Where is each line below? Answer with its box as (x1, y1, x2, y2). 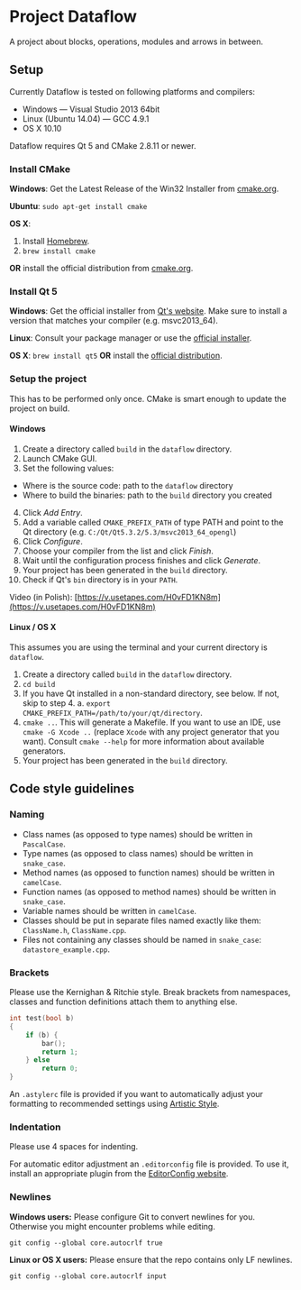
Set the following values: (22, 462, 114, 473)
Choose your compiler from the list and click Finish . (22, 545, 214, 556)
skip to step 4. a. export (22, 698, 111, 709)
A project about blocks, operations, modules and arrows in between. (9, 36, 264, 47)
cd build (22, 681, 56, 690)
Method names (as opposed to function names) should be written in (22, 867, 275, 878)
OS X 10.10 (22, 123, 62, 133)
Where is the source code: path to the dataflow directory (22, 480, 233, 490)
